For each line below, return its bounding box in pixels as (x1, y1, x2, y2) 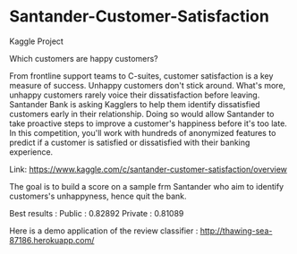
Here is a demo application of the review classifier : (9, 225, 199, 236)
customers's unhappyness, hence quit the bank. (9, 190, 187, 201)
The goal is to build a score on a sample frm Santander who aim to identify (9, 181, 284, 191)
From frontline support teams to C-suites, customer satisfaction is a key (9, 70, 274, 81)
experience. (9, 146, 54, 157)
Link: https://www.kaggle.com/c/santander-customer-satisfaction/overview (9, 164, 288, 174)
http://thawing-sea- (199, 225, 273, 236)
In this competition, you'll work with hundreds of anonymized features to (9, 127, 276, 138)
